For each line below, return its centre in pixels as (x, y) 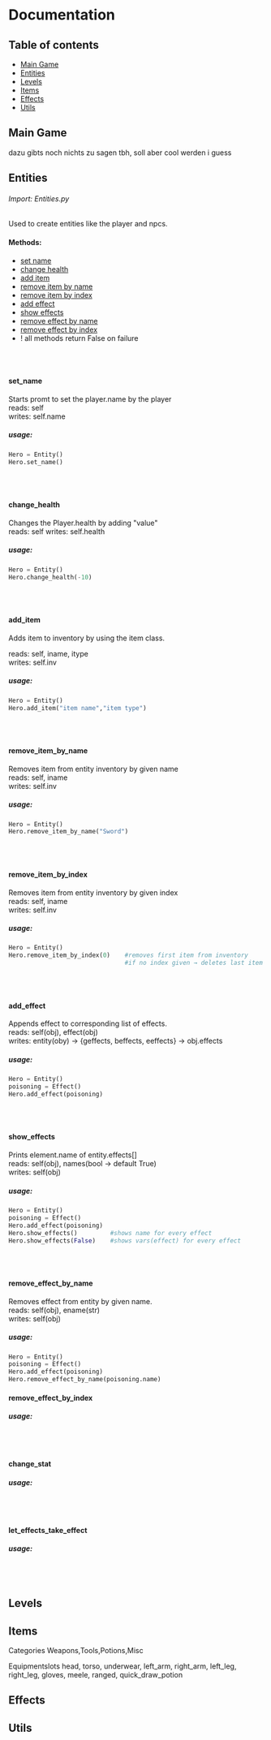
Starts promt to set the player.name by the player (90, 398)
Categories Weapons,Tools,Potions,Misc (76, 1650)
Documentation (62, 15)
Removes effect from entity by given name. (80, 1301)
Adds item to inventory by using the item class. (86, 638)
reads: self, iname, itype (49, 653)
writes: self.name (37, 416)
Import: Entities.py (39, 198)
